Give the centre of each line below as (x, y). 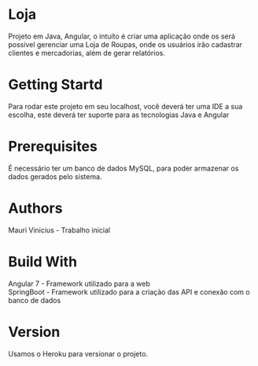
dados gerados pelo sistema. (55, 176)
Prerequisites (53, 146)
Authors (35, 208)
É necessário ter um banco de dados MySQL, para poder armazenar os (123, 168)
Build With (42, 262)
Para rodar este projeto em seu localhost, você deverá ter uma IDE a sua (125, 106)
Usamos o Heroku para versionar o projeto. (78, 353)
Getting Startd (55, 85)
